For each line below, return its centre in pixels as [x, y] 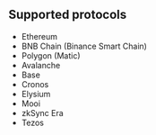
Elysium [36, 94]
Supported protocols [68, 15]
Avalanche [41, 65]
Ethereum [39, 36]
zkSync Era [42, 112]
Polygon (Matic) [51, 55]
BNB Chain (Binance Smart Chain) [84, 46]
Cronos [35, 84]
